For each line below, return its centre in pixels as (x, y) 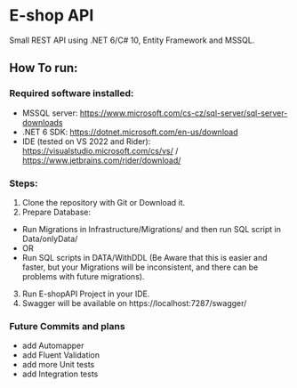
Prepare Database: (56, 212)
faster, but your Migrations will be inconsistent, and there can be (140, 267)
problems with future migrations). (83, 276)
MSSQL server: (50, 113)
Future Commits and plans (68, 326)
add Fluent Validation (61, 355)
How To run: (44, 68)
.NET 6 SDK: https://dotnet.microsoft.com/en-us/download (130, 132)
